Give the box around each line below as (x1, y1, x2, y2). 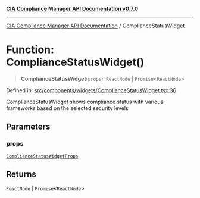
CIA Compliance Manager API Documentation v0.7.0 (6, 5, 139, 12)
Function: (6, 43, 55, 56)
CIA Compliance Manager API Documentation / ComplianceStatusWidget (6, 22, 185, 29)
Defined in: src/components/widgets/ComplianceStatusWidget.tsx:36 (6, 86, 177, 94)
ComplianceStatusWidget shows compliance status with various (6, 98, 164, 105)
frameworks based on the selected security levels (6, 104, 129, 112)
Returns (6, 169, 37, 180)
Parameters (6, 122, 51, 132)
